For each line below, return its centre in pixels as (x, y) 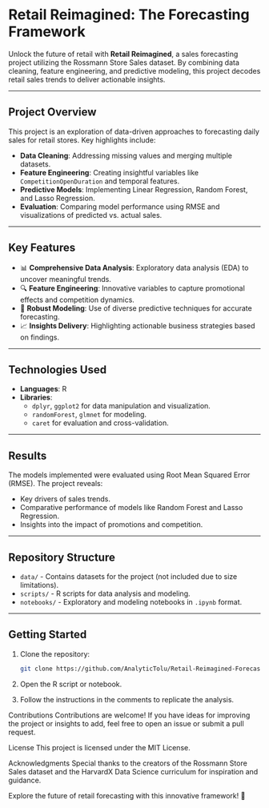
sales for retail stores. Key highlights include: (82, 140)
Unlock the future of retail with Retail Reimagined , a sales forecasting (123, 54)
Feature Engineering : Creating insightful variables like (109, 172)
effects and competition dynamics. (77, 299)
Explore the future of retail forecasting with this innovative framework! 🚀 (127, 795)
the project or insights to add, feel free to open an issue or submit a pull (126, 723)
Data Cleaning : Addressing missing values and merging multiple (126, 155)
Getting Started (48, 635)
